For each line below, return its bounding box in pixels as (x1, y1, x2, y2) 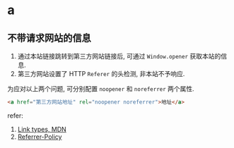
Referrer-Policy (17, 132, 62, 141)
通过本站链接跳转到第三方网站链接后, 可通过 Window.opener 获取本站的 (17, 52, 221, 60)
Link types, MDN (17, 125, 67, 133)
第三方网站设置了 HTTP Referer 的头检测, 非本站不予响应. (17, 70, 185, 78)
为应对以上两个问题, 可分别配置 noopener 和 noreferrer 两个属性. (7, 85, 194, 93)
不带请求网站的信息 (7, 32, 91, 44)
